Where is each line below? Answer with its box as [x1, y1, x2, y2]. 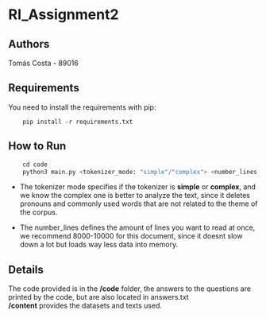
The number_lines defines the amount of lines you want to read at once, [19, 223, 256, 232]
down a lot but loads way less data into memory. [19, 240, 179, 250]
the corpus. [19, 207, 58, 217]
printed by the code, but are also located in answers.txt [8, 293, 189, 302]
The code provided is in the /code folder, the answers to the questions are [8, 284, 252, 293]
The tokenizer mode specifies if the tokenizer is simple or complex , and [19, 182, 256, 192]
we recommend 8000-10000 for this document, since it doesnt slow [19, 231, 243, 241]
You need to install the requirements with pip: [8, 102, 156, 112]
